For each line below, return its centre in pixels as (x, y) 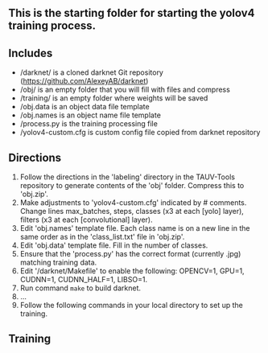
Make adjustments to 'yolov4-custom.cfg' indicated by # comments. (133, 203)
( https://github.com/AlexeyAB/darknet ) (84, 81)
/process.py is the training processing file (89, 124)
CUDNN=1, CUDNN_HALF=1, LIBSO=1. (83, 280)
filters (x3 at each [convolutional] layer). (86, 220)
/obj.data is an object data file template (85, 107)
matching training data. (58, 263)
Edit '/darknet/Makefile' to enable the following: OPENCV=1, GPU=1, (132, 271)
